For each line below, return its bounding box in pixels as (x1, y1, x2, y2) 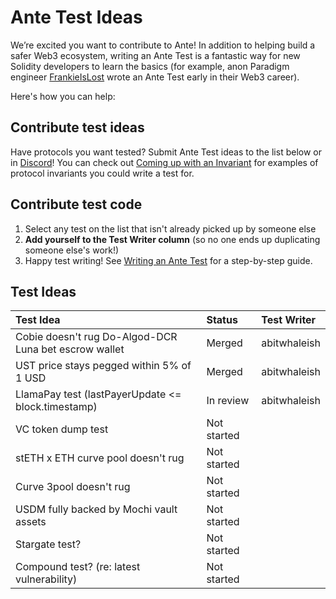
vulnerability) (15, 572, 78, 586)
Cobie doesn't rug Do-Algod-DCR (15, 330, 178, 344)
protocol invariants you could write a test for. (10, 167, 195, 179)
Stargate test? (15, 537, 82, 551)
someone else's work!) (24, 244, 120, 256)
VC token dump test (15, 422, 109, 436)
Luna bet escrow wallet (15, 342, 125, 356)
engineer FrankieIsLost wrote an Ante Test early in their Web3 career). (10, 71, 300, 83)
